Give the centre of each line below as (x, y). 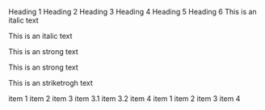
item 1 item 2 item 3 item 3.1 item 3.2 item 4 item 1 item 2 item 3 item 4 (124, 99)
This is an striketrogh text (50, 83)
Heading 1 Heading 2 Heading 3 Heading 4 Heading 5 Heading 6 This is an (132, 12)
